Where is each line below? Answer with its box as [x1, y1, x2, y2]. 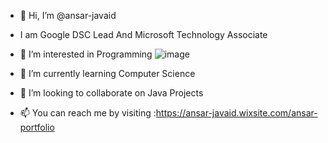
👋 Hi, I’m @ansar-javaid [19, 10, 117, 21]
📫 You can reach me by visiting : [19, 107, 157, 119]
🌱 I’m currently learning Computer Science [19, 68, 196, 79]
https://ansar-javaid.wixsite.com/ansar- [155, 107, 318, 119]
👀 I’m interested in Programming [19, 48, 153, 60]
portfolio [19, 121, 55, 133]
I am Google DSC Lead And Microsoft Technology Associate [19, 29, 268, 40]
